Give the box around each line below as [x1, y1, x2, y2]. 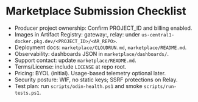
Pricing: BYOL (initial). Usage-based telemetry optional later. [14, 69, 166, 76]
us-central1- [141, 32, 175, 38]
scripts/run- [143, 83, 177, 89]
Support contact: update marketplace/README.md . [14, 56, 136, 64]
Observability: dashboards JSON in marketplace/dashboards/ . [14, 50, 169, 57]
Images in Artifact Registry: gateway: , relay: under [14, 30, 141, 38]
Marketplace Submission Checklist [5, 4, 186, 18]
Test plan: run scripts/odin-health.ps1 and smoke [14, 82, 143, 89]
